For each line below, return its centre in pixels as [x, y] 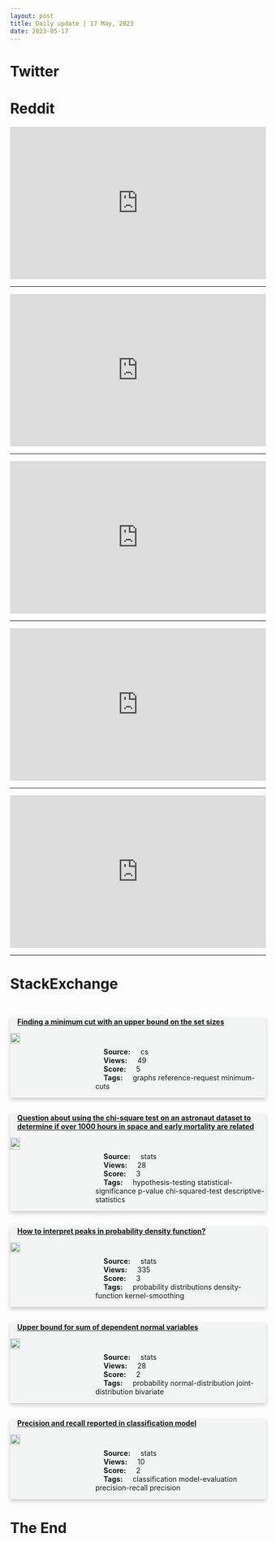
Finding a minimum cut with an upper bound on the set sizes [121, 1022]
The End [39, 1528]
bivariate [150, 1392]
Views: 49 [125, 1061]
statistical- [215, 1183]
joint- [246, 1383]
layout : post [32, 16]
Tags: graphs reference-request [162, 1078]
